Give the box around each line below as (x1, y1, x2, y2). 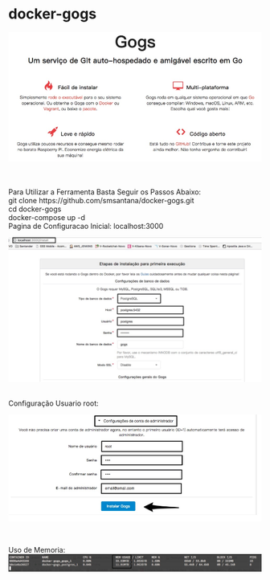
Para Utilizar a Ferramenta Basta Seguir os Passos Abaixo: (8, 187, 202, 197)
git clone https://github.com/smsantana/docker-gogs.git (8, 196, 194, 206)
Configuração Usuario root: (8, 398, 99, 408)
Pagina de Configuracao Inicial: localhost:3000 (8, 222, 164, 231)
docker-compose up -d (8, 213, 86, 223)
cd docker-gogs (8, 204, 62, 214)
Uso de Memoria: (8, 545, 66, 555)
